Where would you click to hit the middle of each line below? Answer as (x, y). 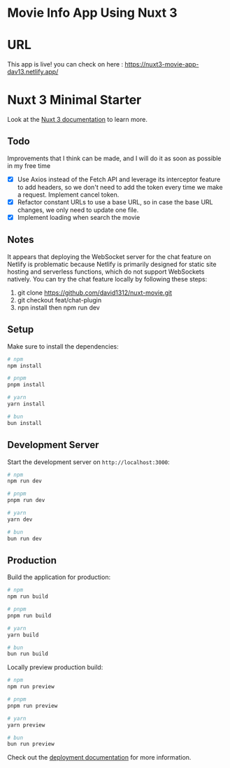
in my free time (29, 165)
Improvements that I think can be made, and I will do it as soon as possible (114, 158)
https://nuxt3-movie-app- (162, 64)
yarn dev (20, 519)
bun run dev (24, 538)
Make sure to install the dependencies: (63, 346)
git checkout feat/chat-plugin (59, 300)
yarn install (26, 404)
